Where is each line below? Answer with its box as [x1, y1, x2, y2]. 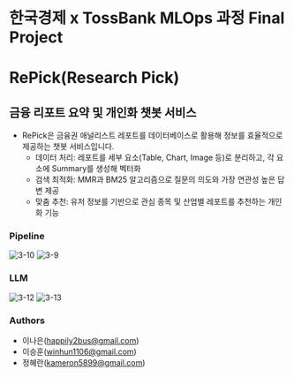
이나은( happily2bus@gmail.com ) [21, 336, 139, 346]
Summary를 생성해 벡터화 [51, 163, 141, 174]
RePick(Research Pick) [9, 68, 180, 88]
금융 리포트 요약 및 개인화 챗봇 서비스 [9, 105, 197, 120]
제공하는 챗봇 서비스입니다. [21, 141, 115, 152]
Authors [9, 314, 46, 327]
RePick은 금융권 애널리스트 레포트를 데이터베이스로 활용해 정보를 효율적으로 [21, 130, 283, 141]
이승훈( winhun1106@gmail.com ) [21, 346, 137, 358]
